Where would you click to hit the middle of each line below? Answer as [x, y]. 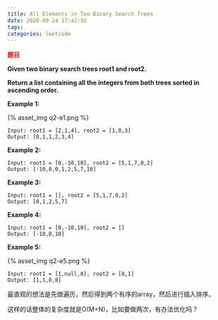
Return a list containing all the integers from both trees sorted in [103, 83]
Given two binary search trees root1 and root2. [77, 69]
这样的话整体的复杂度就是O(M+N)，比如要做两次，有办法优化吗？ [103, 309]
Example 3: [24, 182]
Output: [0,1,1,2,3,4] [41, 137]
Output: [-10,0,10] [36, 234]
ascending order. [33, 90]
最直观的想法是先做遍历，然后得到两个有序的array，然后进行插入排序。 [111, 294]
